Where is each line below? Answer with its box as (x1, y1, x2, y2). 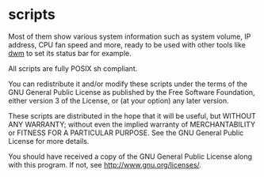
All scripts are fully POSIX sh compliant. (8, 63, 138, 73)
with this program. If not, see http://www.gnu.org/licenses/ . (8, 160, 202, 169)
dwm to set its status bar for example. (8, 48, 132, 58)
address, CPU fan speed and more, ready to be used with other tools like (8, 40, 246, 49)
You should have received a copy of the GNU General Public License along (8, 152, 252, 161)
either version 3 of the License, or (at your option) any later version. (8, 96, 230, 105)
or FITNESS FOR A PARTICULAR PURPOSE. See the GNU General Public (8, 128, 244, 137)
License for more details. (8, 136, 90, 145)
